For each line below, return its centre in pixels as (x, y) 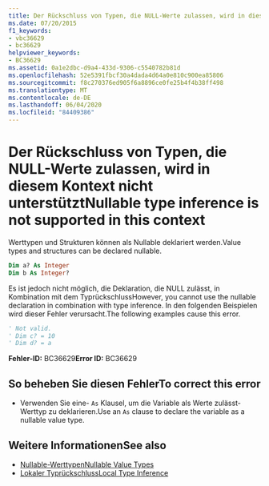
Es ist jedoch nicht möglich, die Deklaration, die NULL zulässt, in (114, 288)
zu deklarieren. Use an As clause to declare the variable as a (147, 412)
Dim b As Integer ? (39, 273)
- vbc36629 (26, 38)
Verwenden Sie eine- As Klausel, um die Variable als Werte (116, 403)
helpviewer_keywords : (44, 53)
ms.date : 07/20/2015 (43, 23)
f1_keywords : (30, 30)
